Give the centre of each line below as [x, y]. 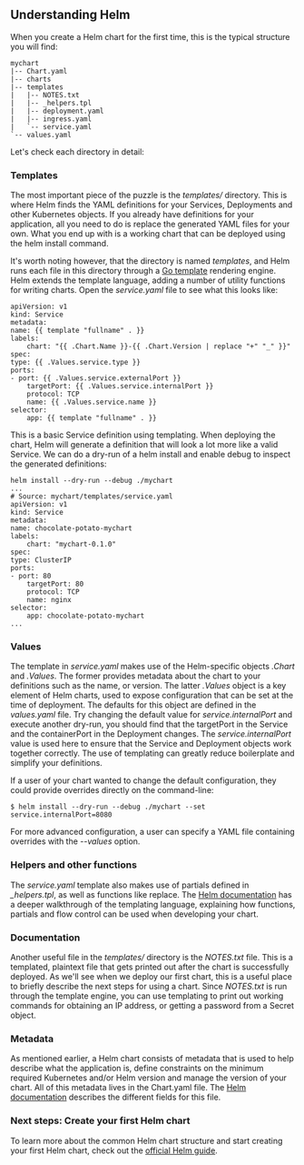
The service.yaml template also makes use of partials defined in [130, 885]
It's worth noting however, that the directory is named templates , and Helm [150, 261]
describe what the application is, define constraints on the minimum [137, 1069]
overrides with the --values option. [75, 841]
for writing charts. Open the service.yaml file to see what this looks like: [144, 290]
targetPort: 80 [55, 584]
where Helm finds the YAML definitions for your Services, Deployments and [152, 205]
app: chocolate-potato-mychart [86, 616]
